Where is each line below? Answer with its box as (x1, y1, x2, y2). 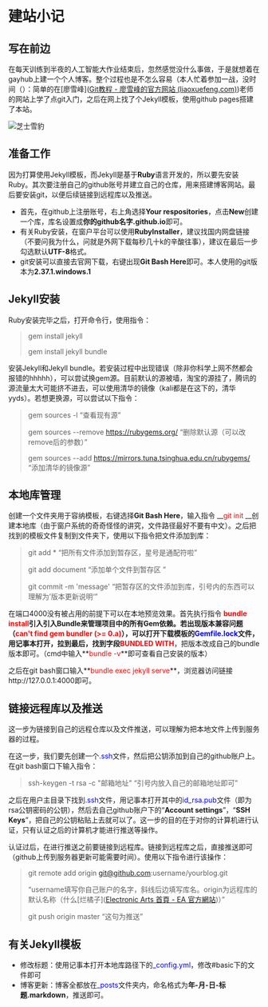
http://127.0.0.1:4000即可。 (8, 676, 96, 685)
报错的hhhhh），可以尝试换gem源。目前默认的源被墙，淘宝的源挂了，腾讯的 (8, 373, 257, 382)
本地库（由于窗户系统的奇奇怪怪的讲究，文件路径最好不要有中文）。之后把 (14, 521, 257, 530)
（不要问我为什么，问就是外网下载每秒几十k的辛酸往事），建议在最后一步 (19, 237, 258, 246)
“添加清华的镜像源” (27, 462, 91, 472)
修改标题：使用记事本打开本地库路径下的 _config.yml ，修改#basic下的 (19, 961, 248, 970)
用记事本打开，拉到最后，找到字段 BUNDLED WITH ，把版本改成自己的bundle (8, 639, 260, 649)
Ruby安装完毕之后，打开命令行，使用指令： (8, 315, 152, 325)
